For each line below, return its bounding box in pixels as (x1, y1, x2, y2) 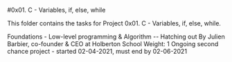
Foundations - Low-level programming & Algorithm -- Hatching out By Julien (7, 32, 225, 41)
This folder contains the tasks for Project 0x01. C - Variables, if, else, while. (7, 19, 222, 27)
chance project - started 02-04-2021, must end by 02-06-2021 (7, 48, 188, 55)
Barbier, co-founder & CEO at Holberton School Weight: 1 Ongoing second (7, 40, 219, 48)
